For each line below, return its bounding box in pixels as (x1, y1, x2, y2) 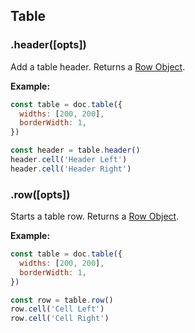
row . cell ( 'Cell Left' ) (10, 304, 105, 314)
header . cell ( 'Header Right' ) (10, 164, 132, 174)
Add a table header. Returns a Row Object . (10, 60, 186, 73)
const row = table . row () (10, 295, 114, 305)
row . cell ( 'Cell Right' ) (10, 314, 110, 324)
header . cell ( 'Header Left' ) (10, 155, 128, 165)
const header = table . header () (10, 145, 141, 156)
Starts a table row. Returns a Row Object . (10, 210, 180, 223)
